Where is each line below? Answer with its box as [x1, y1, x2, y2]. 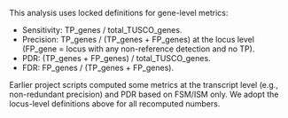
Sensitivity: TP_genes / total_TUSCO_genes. [21, 25, 183, 35]
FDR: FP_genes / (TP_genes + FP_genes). [21, 62, 175, 73]
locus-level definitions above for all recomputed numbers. [9, 98, 221, 109]
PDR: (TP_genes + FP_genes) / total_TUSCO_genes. [21, 53, 211, 63]
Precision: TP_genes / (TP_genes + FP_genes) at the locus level [21, 35, 255, 44]
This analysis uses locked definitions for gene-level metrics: [9, 8, 229, 18]
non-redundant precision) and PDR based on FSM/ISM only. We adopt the [9, 89, 279, 99]
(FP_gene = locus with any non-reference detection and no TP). [21, 43, 255, 54]
